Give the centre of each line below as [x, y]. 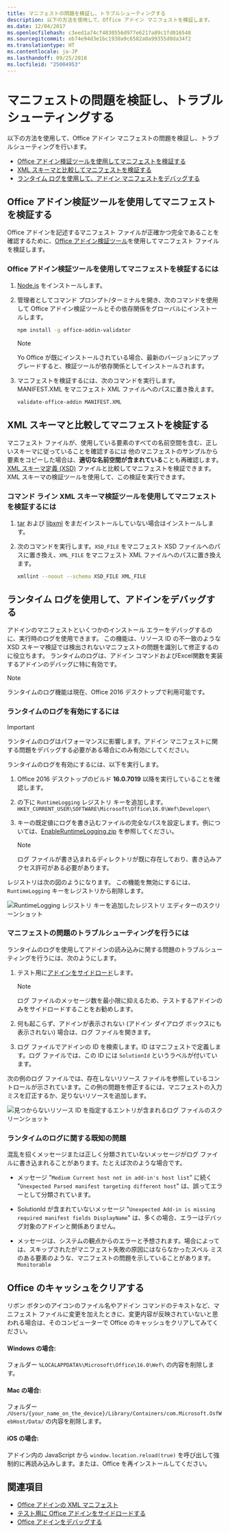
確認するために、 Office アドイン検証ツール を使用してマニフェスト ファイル [113, 241]
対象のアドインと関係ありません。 [71, 1226]
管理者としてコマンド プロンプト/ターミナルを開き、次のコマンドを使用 [117, 300]
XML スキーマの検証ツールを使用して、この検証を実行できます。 [98, 477]
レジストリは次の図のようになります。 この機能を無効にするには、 [101, 882]
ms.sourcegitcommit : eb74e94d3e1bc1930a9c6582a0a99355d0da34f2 [99, 39]
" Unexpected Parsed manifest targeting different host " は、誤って [114, 1186]
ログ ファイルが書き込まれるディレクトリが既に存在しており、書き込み [116, 859]
